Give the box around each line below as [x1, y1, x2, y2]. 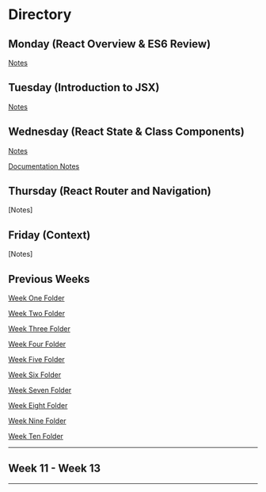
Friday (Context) [8, 228, 91, 242]
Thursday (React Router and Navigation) [8, 185, 211, 198]
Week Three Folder [8, 324, 71, 334]
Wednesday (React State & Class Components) [8, 125, 245, 139]
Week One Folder [8, 293, 65, 303]
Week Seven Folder [8, 386, 72, 395]
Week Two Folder [8, 309, 66, 318]
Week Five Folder [8, 355, 65, 364]
